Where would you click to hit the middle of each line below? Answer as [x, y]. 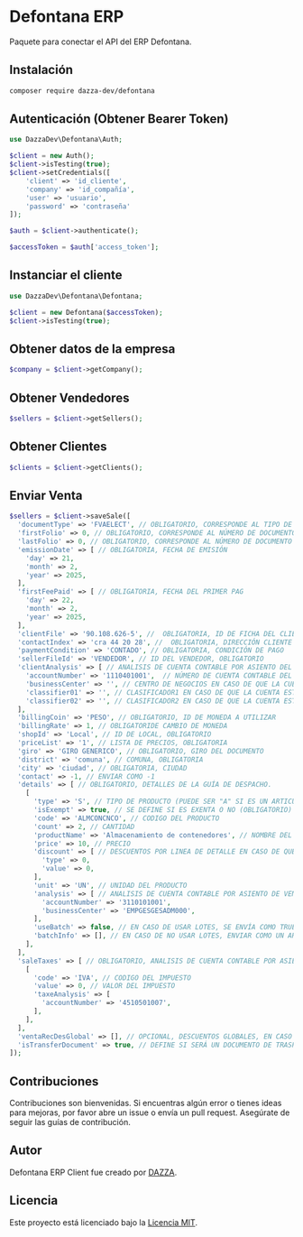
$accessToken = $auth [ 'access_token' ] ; [84, 247]
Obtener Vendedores [69, 397]
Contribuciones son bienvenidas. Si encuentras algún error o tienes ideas [146, 1103]
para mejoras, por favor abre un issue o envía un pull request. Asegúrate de [150, 1112]
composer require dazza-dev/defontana [82, 91]
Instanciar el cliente [66, 276]
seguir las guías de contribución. [70, 1122]
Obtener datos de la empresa [92, 349]
